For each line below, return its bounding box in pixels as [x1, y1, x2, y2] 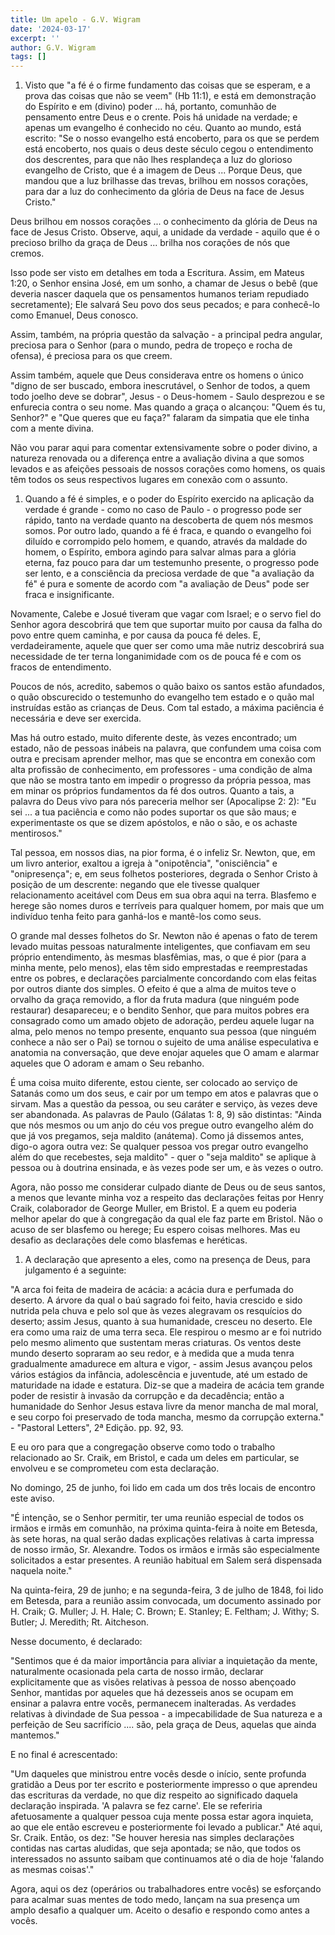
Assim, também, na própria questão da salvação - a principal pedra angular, [10, 329, 323, 341]
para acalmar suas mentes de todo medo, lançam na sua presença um [10, 1894, 300, 1906]
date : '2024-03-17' [10, 24, 92, 34]
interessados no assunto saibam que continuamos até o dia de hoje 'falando [10, 1853, 325, 1865]
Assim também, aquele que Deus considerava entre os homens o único [10, 369, 304, 381]
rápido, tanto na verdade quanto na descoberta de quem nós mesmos [24, 514, 314, 526]
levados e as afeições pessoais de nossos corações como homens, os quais [10, 463, 326, 475]
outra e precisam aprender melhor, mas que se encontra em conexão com [10, 753, 316, 765]
